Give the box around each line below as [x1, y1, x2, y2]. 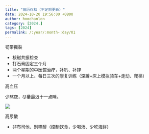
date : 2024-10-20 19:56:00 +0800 [5, 12, 74, 17]
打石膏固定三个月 [12, 61, 47, 66]
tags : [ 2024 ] [5, 26, 32, 30]
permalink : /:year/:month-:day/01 [5, 30, 76, 35]
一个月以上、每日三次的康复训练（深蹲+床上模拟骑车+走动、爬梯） [12, 73, 147, 79]
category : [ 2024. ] [5, 21, 43, 26]
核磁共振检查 [12, 54, 38, 60]
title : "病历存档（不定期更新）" [5, 7, 65, 12]
